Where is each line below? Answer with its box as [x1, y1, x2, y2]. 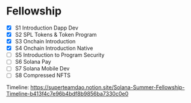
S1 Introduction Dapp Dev [14, 24, 78, 31]
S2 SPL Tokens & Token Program [14, 31, 97, 38]
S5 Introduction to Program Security [14, 51, 105, 58]
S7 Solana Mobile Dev [14, 65, 70, 72]
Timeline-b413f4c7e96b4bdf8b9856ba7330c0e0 [6, 90, 128, 98]
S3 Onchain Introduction [14, 38, 76, 45]
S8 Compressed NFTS [14, 72, 71, 79]
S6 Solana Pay [14, 58, 51, 66]
